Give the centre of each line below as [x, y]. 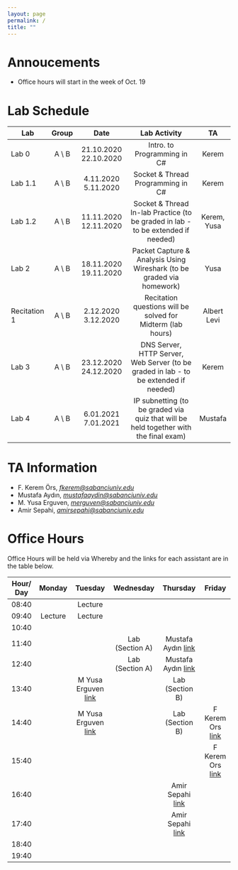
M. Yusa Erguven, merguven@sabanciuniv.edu [86, 503]
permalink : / [27, 21]
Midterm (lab [161, 325]
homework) [161, 286]
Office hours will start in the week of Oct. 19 [81, 82]
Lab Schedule [49, 110]
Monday [53, 588]
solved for [161, 315]
